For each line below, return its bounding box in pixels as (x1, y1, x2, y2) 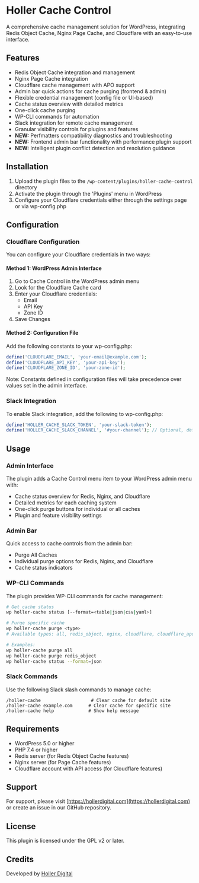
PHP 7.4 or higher (14, 746, 58, 753)
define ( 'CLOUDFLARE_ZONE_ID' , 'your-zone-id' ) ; (6, 365, 126, 371)
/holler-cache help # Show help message (6, 707, 139, 714)
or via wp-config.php (14, 202, 67, 209)
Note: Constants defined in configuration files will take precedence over (6, 376, 182, 383)
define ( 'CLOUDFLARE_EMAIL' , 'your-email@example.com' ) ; (6, 354, 147, 360)
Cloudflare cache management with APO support (14, 81, 135, 88)
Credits (6, 854, 34, 864)
